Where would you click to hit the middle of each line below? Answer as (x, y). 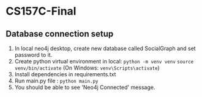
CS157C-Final (41, 11)
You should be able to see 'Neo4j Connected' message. (85, 87)
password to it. (33, 55)
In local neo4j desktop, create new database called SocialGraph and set (105, 48)
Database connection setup (60, 34)
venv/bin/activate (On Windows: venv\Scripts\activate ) (87, 68)
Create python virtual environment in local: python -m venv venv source (104, 61)
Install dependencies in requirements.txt (65, 74)
